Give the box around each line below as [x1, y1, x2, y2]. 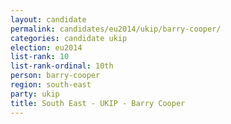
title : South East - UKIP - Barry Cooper [10, 98, 186, 108]
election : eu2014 [10, 42, 83, 53]
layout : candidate [10, 14, 87, 25]
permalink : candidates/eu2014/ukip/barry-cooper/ [10, 24, 222, 34]
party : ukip [10, 89, 60, 99]
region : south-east [10, 80, 92, 90]
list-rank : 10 [10, 52, 70, 62]
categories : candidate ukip [10, 33, 128, 43]
